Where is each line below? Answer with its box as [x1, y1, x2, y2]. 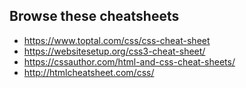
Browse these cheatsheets [9, 8, 180, 25]
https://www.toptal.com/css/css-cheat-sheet [23, 34, 211, 46]
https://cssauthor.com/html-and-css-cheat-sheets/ [23, 55, 236, 68]
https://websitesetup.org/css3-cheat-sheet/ [23, 45, 206, 57]
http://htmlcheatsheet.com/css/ [23, 66, 155, 78]
